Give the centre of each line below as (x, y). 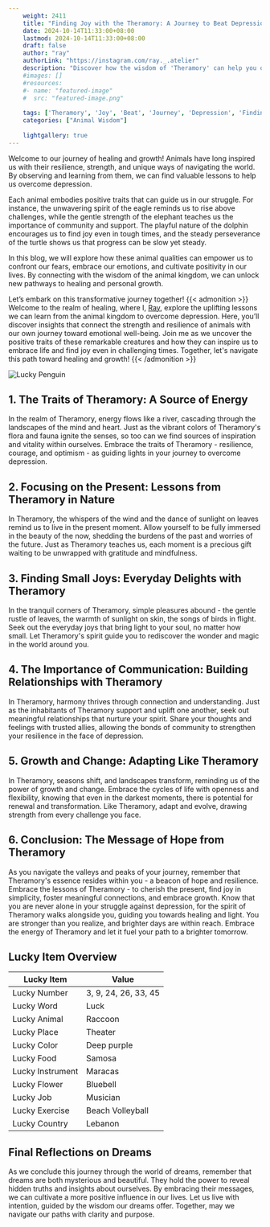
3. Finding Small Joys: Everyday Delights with (125, 579)
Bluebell (101, 1085)
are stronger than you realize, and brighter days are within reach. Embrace (131, 923)
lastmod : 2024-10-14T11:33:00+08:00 (84, 38)
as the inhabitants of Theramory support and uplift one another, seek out (129, 710)
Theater (101, 1032)
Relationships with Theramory (86, 682)
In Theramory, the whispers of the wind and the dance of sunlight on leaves (133, 519)
